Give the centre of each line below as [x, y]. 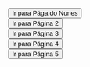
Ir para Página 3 [35, 33]
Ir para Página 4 [35, 44]
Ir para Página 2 [35, 23]
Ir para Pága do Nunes [45, 13]
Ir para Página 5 [35, 54]
